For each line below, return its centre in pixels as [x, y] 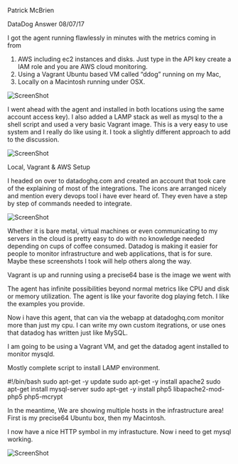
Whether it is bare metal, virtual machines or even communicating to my [113, 231]
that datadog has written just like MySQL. [67, 333]
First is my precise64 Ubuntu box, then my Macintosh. [87, 418]
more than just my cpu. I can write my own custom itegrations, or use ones [117, 325]
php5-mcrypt [43, 396]
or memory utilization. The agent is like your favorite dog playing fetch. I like [118, 296]
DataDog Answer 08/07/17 [46, 24]
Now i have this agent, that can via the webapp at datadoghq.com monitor [116, 318]
